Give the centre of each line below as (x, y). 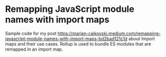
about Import (142, 39)
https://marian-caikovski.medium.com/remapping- (109, 33)
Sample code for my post (31, 33)
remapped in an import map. (34, 49)
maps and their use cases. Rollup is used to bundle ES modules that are (78, 44)
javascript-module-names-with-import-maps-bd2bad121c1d (66, 39)
